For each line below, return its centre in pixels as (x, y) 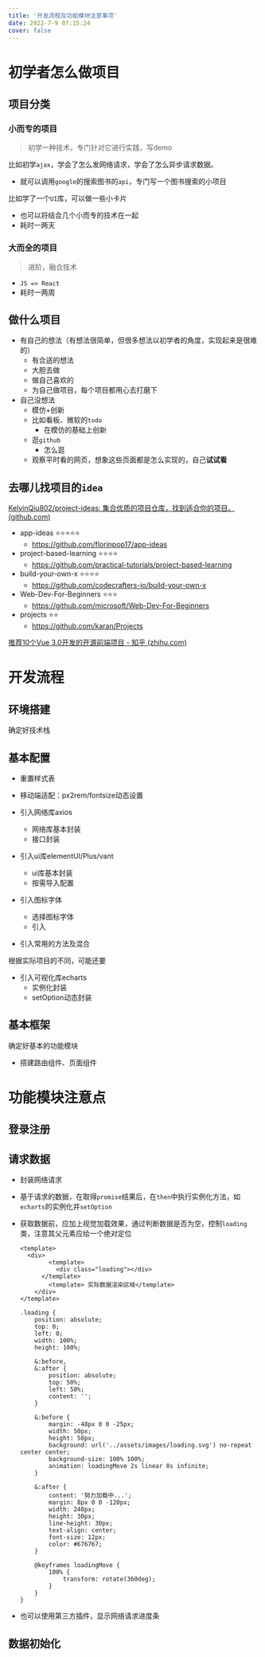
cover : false (30, 30)
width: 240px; (72, 1510)
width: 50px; (70, 1432)
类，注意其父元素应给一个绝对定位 (76, 1234)
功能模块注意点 (57, 1097)
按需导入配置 (53, 883)
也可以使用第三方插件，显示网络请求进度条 (90, 1616)
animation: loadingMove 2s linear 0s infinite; (129, 1467)
